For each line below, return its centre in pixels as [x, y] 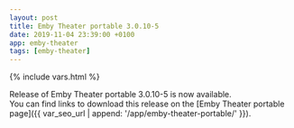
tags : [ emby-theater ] [50, 51]
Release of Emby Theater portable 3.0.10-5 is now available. [120, 95]
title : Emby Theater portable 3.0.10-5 [84, 26]
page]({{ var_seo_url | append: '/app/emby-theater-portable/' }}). [130, 114]
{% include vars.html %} [55, 77]
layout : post [34, 18]
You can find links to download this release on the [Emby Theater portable [147, 104]
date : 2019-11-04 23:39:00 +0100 [72, 34]
